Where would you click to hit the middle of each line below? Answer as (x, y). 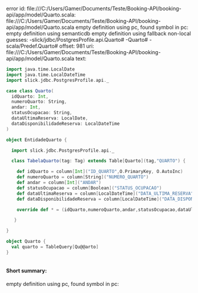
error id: (16, 9)
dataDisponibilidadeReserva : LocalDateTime (65, 124)
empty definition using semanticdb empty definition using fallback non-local (99, 34)
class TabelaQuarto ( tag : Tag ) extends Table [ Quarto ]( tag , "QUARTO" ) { (98, 161)
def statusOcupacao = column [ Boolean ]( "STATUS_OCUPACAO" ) (89, 188)
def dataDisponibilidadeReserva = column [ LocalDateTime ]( (89, 199)
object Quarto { (26, 242)
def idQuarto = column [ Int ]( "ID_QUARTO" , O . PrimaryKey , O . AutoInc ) (100, 172)
